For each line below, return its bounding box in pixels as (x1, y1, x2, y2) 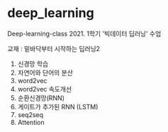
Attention (17, 118, 45, 126)
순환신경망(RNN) (17, 94, 65, 102)
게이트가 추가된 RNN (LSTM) (17, 102, 99, 111)
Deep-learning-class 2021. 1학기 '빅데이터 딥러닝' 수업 (7, 29, 162, 38)
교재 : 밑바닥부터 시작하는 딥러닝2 (7, 44, 101, 53)
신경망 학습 (17, 59, 49, 68)
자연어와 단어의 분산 (17, 68, 73, 77)
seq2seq (17, 110, 44, 119)
